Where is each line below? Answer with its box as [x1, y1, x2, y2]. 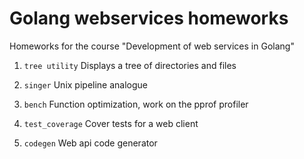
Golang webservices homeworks [9, 7, 289, 30]
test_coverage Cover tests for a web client [23, 117, 199, 129]
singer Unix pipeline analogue [23, 78, 149, 91]
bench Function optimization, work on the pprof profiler [23, 98, 249, 110]
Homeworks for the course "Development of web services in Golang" [9, 40, 295, 52]
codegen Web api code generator [23, 137, 158, 149]
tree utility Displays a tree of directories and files [23, 59, 237, 71]
